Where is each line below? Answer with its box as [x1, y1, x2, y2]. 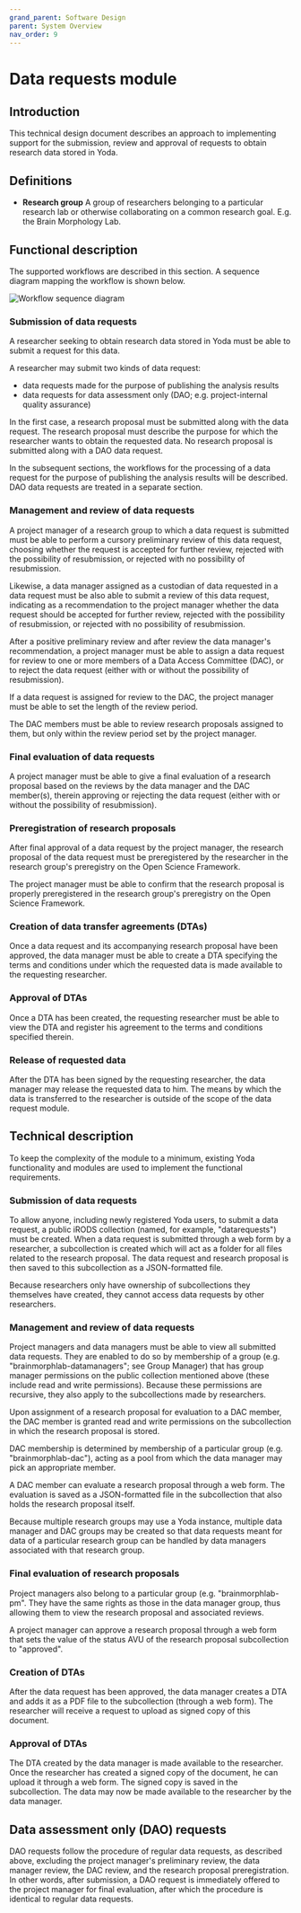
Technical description [9, 1129, 134, 1144]
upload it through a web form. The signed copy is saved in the [9, 1776, 238, 1788]
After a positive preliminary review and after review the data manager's [9, 635, 271, 647]
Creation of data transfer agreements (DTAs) [9, 920, 208, 933]
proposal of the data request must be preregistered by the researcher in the [9, 852, 288, 863]
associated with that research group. [9, 1545, 145, 1555]
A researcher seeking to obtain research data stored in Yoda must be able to [9, 336, 291, 347]
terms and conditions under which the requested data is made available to [9, 960, 283, 970]
